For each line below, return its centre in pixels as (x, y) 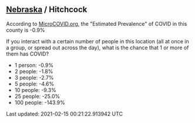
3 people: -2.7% (34, 77)
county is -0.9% (26, 30)
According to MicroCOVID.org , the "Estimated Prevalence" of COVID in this (97, 23)
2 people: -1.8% (34, 71)
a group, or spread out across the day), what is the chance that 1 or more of (97, 47)
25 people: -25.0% (37, 96)
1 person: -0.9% (34, 65)
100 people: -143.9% (40, 102)
